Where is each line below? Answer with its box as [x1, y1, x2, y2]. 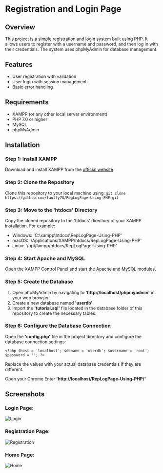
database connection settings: [5, 339, 66, 345]
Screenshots [5, 390, 45, 399]
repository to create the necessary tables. [12, 310, 97, 316]
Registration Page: [5, 428, 50, 435]
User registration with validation [12, 73, 77, 79]
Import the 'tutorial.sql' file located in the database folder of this [12, 305, 143, 311]
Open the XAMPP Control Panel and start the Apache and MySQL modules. [5, 266, 156, 272]
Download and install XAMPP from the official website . [5, 166, 115, 172]
